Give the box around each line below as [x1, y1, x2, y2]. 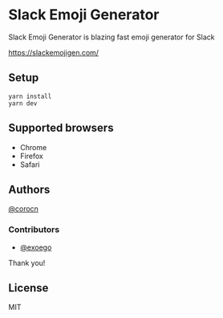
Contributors [8, 224, 60, 235]
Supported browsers [8, 121, 114, 135]
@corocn [8, 204, 39, 214]
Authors [8, 182, 51, 196]
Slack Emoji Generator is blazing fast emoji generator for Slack [8, 32, 215, 42]
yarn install [8, 92, 52, 100]
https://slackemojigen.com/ [8, 47, 99, 57]
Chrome [19, 142, 47, 152]
